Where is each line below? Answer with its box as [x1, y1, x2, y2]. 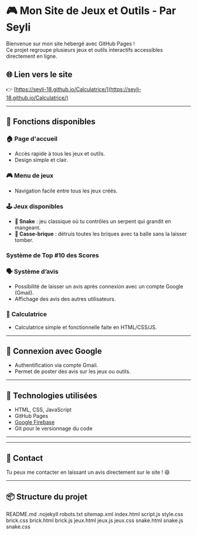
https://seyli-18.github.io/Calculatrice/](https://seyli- [15, 85, 142, 92]
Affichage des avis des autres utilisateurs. [14, 295, 116, 303]
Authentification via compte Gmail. [14, 362, 98, 369]
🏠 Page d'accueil [6, 135, 57, 143]
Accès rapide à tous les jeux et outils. [14, 150, 106, 157]
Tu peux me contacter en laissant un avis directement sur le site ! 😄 [6, 468, 170, 476]
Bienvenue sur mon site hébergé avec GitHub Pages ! [6, 40, 135, 47]
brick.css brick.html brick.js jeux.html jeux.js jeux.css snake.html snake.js [6, 517, 184, 524]
